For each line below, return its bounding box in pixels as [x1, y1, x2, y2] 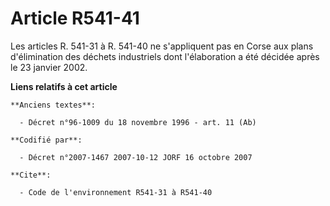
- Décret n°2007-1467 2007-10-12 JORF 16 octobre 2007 [19, 152, 253, 162]
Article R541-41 [10, 7, 140, 30]
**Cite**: [10, 170, 52, 180]
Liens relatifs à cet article [10, 80, 118, 92]
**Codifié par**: [10, 135, 83, 145]
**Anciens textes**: [10, 100, 97, 110]
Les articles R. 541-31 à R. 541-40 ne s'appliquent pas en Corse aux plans [10, 40, 314, 52]
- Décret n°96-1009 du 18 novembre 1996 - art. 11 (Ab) [19, 117, 257, 127]
